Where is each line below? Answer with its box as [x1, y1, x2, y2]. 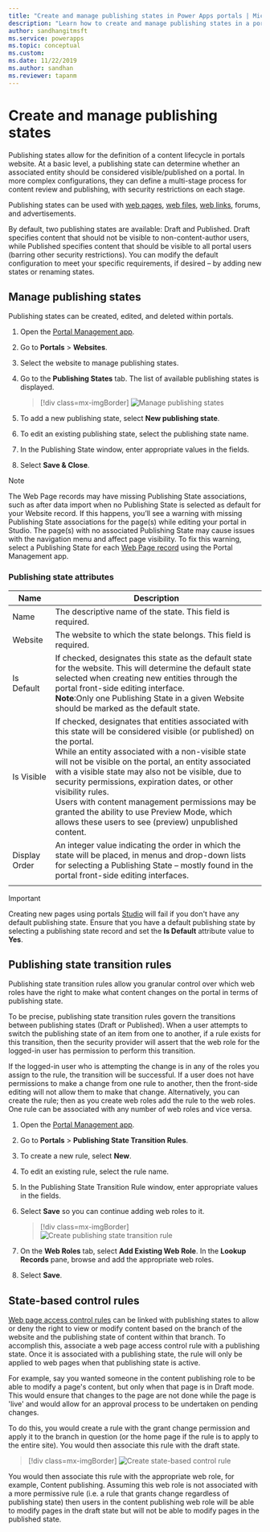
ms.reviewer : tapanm [8, 72, 78, 80]
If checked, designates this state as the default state [55, 652, 252, 663]
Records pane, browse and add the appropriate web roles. [19, 1255, 215, 1265]
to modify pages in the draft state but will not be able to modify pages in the [8, 1506, 260, 1516]
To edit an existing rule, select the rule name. [19, 1167, 170, 1176]
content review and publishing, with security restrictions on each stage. [8, 184, 245, 194]
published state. [8, 1514, 62, 1524]
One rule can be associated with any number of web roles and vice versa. [8, 1105, 252, 1114]
